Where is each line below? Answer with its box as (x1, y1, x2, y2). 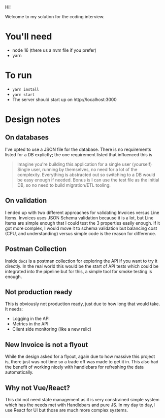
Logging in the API (12, 315, 50, 322)
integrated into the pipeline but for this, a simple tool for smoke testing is (5, 268, 152, 274)
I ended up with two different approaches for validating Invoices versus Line (5, 209, 160, 215)
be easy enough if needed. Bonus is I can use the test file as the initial (17, 177, 159, 183)
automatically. (5, 369, 33, 375)
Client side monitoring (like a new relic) (12, 326, 92, 332)
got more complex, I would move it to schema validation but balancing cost (5, 225, 157, 231)
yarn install (12, 87, 39, 92)
